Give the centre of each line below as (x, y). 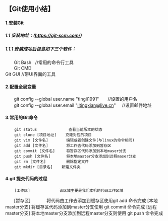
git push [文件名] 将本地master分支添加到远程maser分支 (75, 156)
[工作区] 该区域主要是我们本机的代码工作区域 (69, 190)
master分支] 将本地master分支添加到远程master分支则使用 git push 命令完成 (84, 213)
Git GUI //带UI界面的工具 (31, 74)
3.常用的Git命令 (21, 118)
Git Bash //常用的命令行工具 (44, 62)
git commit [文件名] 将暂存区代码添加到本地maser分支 (70, 151)
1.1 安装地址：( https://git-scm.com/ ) (44, 35)
